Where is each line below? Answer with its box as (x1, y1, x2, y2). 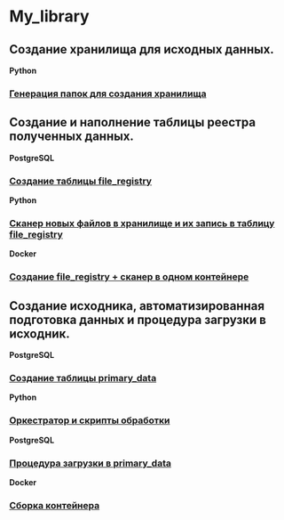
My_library (9, 6, 91, 27)
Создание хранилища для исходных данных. (9, 42, 275, 57)
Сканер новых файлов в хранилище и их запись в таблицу (9, 216, 275, 229)
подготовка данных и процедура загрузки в (9, 312, 266, 327)
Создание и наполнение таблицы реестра (9, 115, 256, 130)
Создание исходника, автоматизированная (9, 298, 264, 313)
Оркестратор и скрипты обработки (9, 414, 170, 427)
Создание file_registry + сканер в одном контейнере (9, 271, 249, 283)
